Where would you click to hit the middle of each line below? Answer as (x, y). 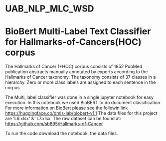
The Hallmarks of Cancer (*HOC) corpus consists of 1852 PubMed (74, 67)
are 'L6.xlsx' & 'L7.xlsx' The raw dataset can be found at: (63, 119)
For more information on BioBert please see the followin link (67, 108)
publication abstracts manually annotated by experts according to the (77, 72)
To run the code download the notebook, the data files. (62, 134)
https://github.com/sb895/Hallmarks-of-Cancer (54, 124)
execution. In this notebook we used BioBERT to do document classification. (83, 103)
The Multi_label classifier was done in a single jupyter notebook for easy (79, 97)
